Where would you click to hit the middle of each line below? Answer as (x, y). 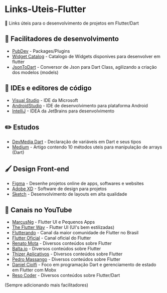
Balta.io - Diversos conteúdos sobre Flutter (56, 249)
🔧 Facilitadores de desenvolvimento (62, 39)
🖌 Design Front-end (37, 169)
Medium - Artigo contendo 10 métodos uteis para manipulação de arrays (87, 147)
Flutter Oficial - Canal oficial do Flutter (51, 238)
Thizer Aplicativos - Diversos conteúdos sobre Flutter (67, 254)
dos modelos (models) (35, 72)
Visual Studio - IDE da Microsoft (45, 100)
